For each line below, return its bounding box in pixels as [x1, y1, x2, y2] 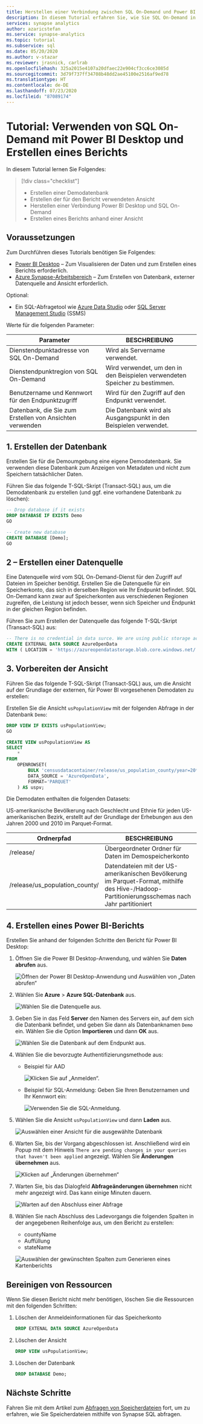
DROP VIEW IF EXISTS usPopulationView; [6, 723, 107, 729]
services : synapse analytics [6, 20, 80, 26]
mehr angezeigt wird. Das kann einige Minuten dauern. [14, 1189, 152, 1196]
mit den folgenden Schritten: [6, 1302, 77, 1309]
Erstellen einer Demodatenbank [30, 189, 109, 196]
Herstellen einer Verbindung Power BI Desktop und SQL [30, 201, 169, 209]
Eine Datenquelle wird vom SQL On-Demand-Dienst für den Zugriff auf [6, 573, 182, 581]
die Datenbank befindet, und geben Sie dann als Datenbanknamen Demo [14, 1021, 193, 1028]
